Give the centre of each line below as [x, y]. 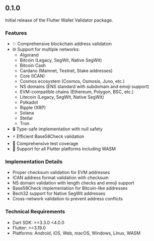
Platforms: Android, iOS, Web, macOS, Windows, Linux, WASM [76, 233]
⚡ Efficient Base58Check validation [48, 136]
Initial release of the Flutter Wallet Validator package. [59, 20]
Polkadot [29, 102]
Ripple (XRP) [33, 108]
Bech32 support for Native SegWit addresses [59, 193]
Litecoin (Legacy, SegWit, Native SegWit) [62, 97]
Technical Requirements [35, 212]
